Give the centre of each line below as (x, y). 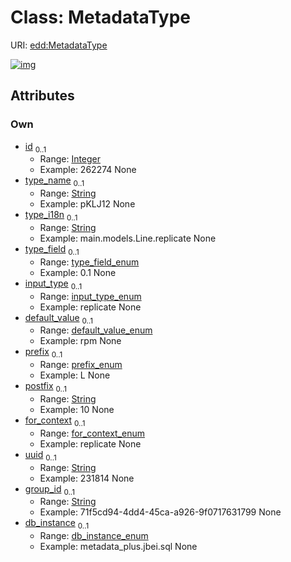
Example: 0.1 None (78, 272)
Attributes (42, 96)
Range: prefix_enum (81, 365)
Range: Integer (70, 159)
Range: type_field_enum (89, 262)
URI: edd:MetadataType (59, 45)
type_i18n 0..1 (51, 216)
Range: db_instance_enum (94, 536)
